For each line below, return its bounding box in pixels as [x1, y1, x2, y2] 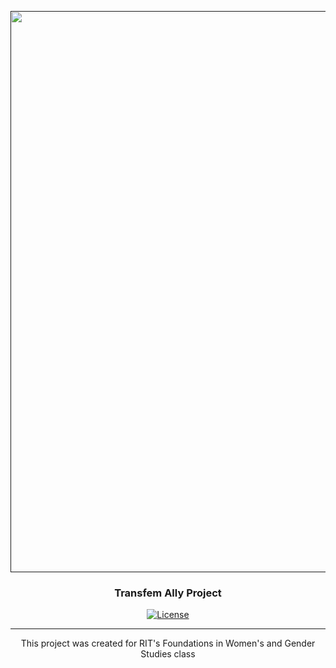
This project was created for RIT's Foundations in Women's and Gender [20, 637, 316, 650]
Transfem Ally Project [114, 586, 222, 600]
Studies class [140, 648, 196, 660]
